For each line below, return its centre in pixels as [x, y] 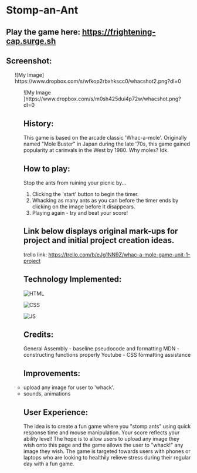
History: [38, 124]
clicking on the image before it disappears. [84, 207]
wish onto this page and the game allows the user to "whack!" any [103, 445]
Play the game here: [43, 32]
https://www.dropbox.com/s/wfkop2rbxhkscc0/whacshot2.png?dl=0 [98, 81]
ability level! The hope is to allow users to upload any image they [101, 439]
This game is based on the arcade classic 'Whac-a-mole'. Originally [105, 138]
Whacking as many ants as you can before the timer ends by [105, 201]
